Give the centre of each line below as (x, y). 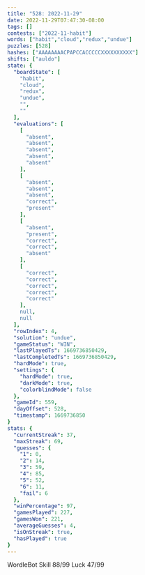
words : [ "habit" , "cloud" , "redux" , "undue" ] (70, 40)
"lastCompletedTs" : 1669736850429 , (65, 357)
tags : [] (20, 26)
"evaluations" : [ (39, 124)
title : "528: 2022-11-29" (45, 14)
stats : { (20, 428)
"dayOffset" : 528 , (40, 409)
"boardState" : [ (37, 72)
